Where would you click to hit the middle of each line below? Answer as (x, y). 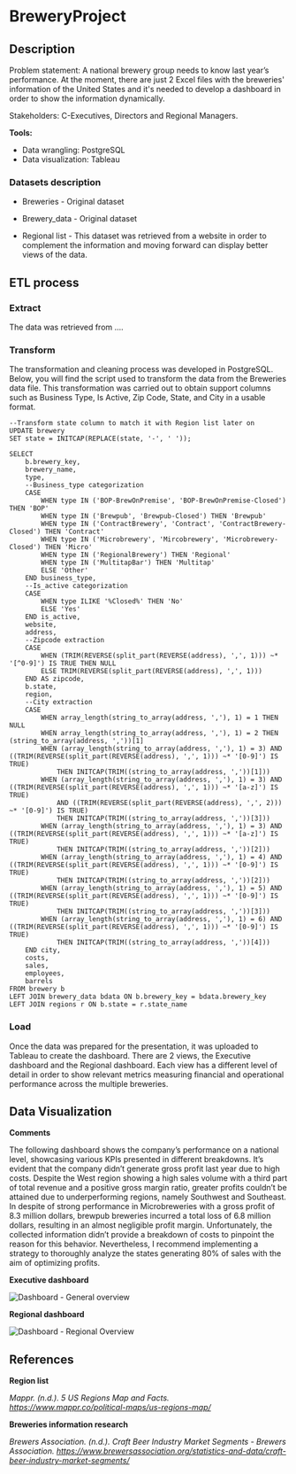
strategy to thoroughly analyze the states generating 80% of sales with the (145, 1253)
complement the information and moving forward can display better (145, 245)
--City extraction (59, 702)
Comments (30, 1133)
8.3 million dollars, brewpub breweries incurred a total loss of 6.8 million (140, 1216)
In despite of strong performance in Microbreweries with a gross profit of (142, 1206)
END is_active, (53, 617)
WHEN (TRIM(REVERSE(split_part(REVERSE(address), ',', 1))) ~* (159, 656)
